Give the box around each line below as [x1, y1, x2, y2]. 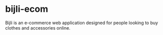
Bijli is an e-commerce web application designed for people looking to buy [5, 20, 158, 26]
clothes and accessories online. [5, 25, 71, 31]
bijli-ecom [5, 3, 48, 15]
